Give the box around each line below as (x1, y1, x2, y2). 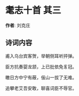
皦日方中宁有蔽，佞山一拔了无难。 (5, 74, 77, 80)
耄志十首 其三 (5, 5, 61, 16)
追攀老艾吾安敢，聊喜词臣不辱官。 (5, 85, 77, 91)
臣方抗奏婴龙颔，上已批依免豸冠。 (5, 64, 77, 70)
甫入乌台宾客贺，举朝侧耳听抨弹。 (5, 53, 77, 59)
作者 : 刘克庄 (5, 22, 31, 28)
